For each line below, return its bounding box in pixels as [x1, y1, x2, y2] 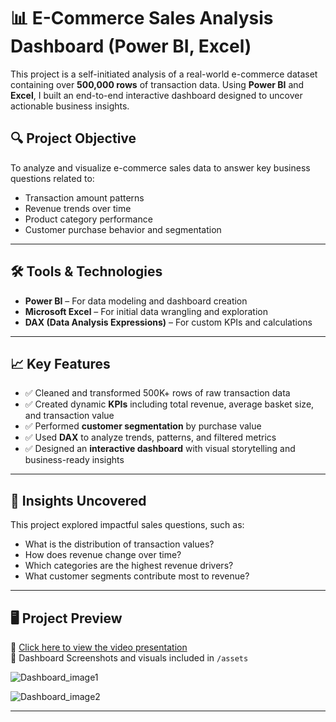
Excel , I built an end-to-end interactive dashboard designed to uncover [10, 89, 303, 101]
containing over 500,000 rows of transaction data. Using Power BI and [10, 78, 305, 90]
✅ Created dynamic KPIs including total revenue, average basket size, [24, 398, 315, 410]
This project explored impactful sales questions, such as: [10, 519, 245, 531]
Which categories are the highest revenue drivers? [24, 560, 234, 572]
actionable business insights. [10, 100, 130, 112]
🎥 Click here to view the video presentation [10, 641, 188, 653]
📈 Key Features [10, 355, 111, 372]
